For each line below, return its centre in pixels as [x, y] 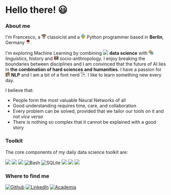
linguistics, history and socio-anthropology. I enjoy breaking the [75, 59]
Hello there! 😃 [36, 10]
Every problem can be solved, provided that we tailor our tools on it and [88, 111]
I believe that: [20, 90]
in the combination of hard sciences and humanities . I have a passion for [84, 70]
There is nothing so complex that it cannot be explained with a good [84, 122]
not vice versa [28, 116]
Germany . [19, 43]
